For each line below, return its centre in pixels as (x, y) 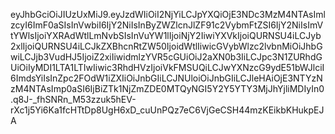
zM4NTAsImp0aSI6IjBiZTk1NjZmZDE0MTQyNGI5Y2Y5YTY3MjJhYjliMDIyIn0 (167, 88)
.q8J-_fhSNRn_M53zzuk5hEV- (73, 99)
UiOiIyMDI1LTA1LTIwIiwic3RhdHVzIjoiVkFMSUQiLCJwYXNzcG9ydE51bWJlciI (167, 67)
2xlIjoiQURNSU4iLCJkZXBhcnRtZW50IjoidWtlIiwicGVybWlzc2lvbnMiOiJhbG (166, 46)
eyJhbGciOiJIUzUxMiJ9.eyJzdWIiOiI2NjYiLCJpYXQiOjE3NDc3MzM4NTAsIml (168, 14)
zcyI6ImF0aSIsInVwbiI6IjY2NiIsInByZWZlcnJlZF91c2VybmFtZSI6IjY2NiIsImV (167, 25)
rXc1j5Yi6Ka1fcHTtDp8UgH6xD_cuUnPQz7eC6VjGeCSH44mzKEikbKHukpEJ (167, 110)
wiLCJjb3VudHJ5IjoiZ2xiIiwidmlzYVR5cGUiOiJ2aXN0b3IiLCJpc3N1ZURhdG (166, 57)
